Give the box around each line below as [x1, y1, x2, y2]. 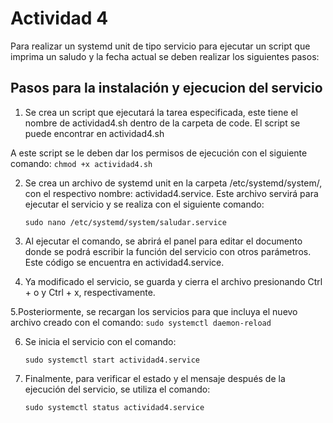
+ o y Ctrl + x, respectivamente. [24, 286, 156, 298]
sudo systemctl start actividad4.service [24, 355, 200, 365]
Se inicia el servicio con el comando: [24, 335, 177, 347]
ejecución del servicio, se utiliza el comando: [24, 383, 211, 395]
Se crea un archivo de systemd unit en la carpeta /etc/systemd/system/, [24, 177, 323, 189]
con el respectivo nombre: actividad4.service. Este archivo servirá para [24, 187, 319, 199]
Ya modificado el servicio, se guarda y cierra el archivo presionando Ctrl [24, 275, 323, 287]
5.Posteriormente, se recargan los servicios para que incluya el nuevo [10, 305, 298, 317]
